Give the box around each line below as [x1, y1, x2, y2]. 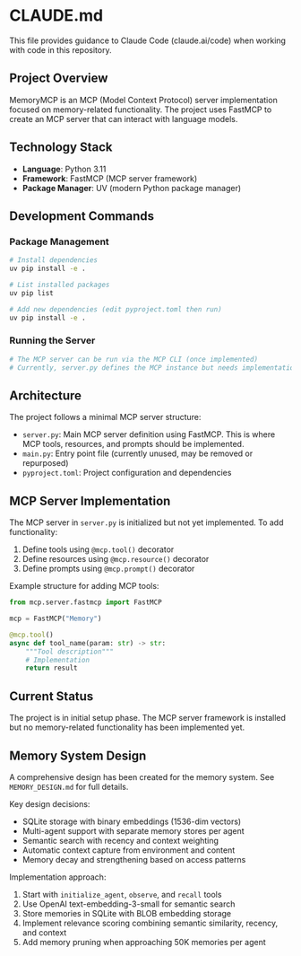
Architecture [9, 388, 82, 403]
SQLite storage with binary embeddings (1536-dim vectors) [21, 816, 242, 827]
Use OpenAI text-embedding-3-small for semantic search [21, 899, 236, 909]
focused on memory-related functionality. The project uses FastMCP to [9, 104, 272, 115]
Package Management [9, 235, 109, 248]
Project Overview [9, 71, 108, 86]
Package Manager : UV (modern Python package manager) [21, 182, 242, 193]
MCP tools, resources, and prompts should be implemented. [21, 439, 245, 450]
